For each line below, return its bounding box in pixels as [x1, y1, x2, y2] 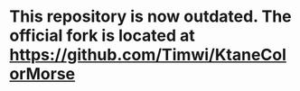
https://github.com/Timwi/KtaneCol [9, 45, 287, 65]
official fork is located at [9, 25, 196, 46]
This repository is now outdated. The [9, 6, 292, 27]
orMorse [9, 64, 76, 85]
